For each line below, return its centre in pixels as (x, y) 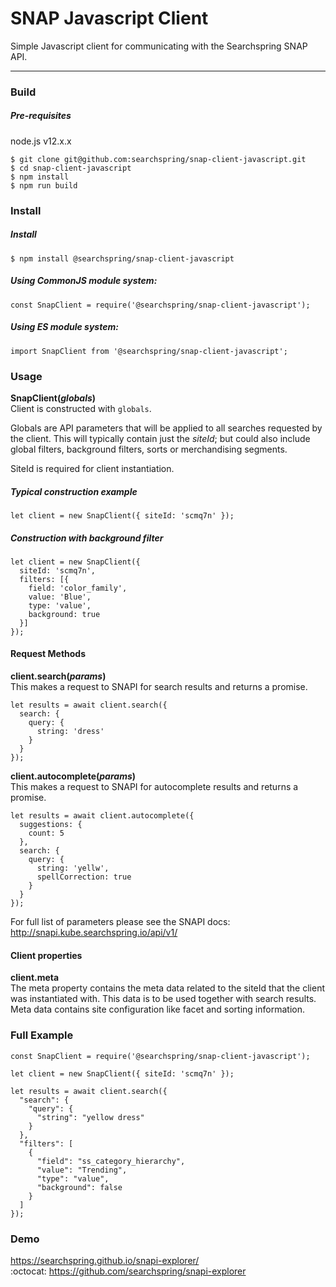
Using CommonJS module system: (84, 281)
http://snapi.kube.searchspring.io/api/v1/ (94, 933)
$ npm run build (44, 185)
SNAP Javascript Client (109, 18)
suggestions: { (51, 825)
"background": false (79, 1187)
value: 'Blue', (60, 597)
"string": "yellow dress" (90, 1117)
